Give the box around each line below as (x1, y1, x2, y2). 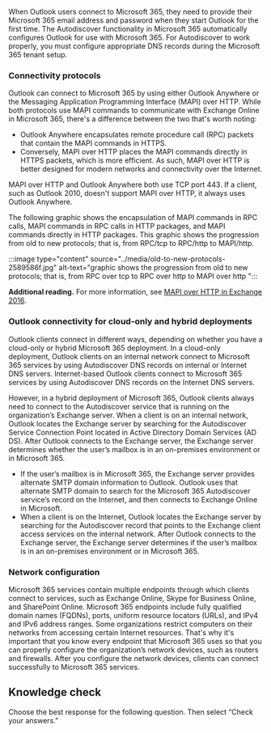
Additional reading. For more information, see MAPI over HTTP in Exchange (8, 287, 263, 297)
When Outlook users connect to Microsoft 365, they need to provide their (8, 7, 253, 16)
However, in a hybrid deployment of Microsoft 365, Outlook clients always (8, 392, 255, 403)
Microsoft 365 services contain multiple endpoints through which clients (8, 584, 249, 594)
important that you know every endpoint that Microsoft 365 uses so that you (8, 636, 263, 646)
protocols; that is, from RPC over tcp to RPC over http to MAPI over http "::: (8, 271, 258, 282)
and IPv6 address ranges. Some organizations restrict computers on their (8, 619, 253, 629)
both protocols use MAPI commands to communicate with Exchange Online (8, 105, 260, 116)
